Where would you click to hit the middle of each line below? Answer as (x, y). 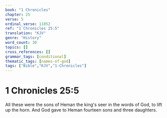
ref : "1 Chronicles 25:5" (32, 29)
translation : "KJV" (26, 33)
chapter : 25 (18, 15)
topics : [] (17, 47)
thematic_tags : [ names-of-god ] (38, 61)
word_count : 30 (21, 43)
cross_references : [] (28, 52)
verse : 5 (14, 19)
